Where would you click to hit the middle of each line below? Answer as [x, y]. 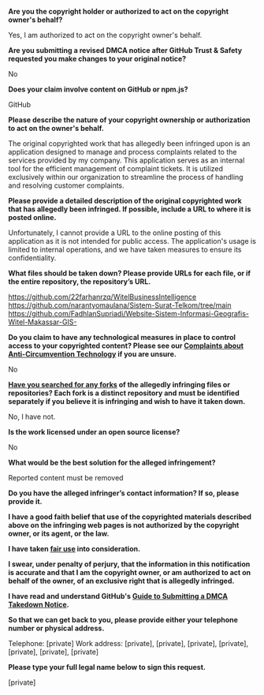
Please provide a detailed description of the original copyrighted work [125, 201]
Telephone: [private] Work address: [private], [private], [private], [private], [128, 643]
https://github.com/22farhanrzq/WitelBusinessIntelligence [102, 297]
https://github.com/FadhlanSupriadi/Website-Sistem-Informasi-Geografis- [129, 314]
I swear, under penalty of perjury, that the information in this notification [129, 564]
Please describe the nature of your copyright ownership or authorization [129, 120]
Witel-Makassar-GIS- [43, 322]
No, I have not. [32, 417]
